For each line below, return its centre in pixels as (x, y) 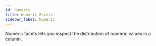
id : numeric (18, 10)
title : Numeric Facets (29, 15)
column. (14, 39)
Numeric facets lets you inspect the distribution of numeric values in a (78, 34)
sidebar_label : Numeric (30, 19)
